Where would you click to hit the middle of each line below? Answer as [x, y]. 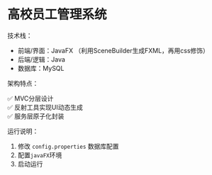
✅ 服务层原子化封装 [36, 116]
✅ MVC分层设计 [30, 98]
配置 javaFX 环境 [40, 155]
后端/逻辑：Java [41, 59]
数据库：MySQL [41, 68]
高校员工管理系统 [57, 15]
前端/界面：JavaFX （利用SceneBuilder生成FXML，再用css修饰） [113, 50]
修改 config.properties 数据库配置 [68, 146]
